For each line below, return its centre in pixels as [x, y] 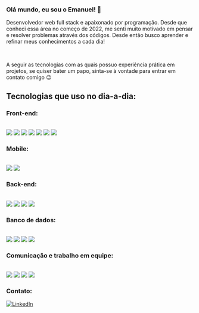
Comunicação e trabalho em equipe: [60, 255]
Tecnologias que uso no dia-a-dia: [71, 96]
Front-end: [22, 113]
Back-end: [21, 185]
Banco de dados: [31, 220]
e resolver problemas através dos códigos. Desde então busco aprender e [97, 35]
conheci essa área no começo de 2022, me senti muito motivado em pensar [99, 29]
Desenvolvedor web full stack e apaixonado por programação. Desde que [97, 23]
